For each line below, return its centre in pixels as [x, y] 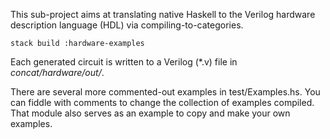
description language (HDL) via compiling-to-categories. [127, 25]
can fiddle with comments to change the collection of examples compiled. [162, 102]
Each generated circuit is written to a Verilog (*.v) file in [124, 62]
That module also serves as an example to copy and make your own [150, 113]
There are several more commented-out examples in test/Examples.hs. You [165, 92]
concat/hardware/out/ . [57, 72]
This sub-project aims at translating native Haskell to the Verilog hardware [163, 14]
